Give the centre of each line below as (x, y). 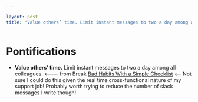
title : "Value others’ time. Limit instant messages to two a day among (97, 22)
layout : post (22, 17)
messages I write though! (45, 93)
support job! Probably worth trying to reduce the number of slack (94, 87)
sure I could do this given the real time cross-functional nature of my (98, 80)
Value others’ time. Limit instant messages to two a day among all (95, 68)
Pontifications (41, 51)
